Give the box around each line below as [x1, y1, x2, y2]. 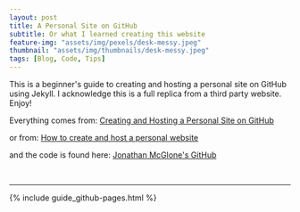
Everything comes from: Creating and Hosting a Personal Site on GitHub [9, 115, 275, 126]
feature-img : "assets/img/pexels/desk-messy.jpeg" [9, 37, 202, 47]
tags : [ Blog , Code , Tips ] [9, 54, 105, 63]
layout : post [9, 12, 58, 22]
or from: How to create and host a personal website [9, 133, 199, 143]
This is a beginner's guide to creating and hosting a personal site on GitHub [9, 79, 287, 89]
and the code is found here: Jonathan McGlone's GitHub [9, 150, 217, 160]
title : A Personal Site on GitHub [9, 21, 138, 30]
